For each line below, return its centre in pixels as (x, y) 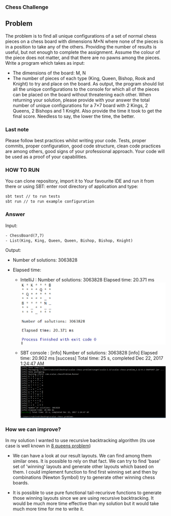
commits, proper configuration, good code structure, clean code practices (83, 146)
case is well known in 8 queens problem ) (48, 446)
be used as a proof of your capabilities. (46, 157)
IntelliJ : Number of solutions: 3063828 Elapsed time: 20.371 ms (87, 279)
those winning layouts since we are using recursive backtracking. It (83, 498)
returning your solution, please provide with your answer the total (81, 100)
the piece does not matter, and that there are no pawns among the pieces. (83, 58)
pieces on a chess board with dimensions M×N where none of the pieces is (84, 41)
